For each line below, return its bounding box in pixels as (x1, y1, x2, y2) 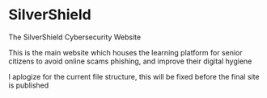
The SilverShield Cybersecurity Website (8, 32, 142, 42)
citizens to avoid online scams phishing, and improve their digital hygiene (8, 56, 252, 66)
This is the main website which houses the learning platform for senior (8, 47, 243, 57)
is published (8, 80, 49, 90)
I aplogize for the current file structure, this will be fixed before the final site (8, 71, 261, 81)
